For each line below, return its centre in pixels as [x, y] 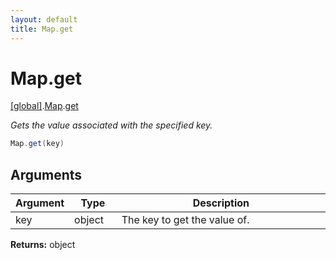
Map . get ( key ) [37, 144]
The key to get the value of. [185, 220]
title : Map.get [42, 29]
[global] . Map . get [44, 106]
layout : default [44, 19]
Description [221, 203]
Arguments [46, 174]
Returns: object [43, 245]
